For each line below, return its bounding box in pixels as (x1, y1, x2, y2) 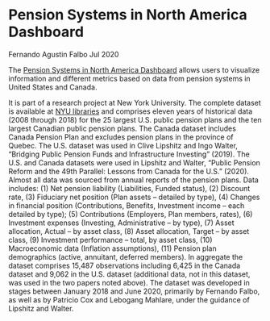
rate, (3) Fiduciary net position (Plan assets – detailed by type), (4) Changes (8, 192, 260, 202)
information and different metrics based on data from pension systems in (8, 73, 251, 83)
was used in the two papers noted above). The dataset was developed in (8, 277, 250, 287)
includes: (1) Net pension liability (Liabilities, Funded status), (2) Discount (8, 183, 251, 193)
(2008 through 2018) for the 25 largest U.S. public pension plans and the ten (8, 115, 262, 124)
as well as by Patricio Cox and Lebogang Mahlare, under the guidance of (8, 294, 250, 304)
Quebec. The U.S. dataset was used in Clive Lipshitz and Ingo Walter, (8, 140, 238, 150)
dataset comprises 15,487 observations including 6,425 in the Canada (8, 261, 241, 270)
